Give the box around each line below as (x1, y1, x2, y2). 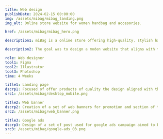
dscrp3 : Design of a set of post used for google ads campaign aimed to (5, 122, 155, 127)
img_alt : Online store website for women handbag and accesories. (5, 20, 142, 26)
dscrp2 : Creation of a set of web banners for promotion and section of (5, 105, 155, 109)
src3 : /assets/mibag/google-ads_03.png (5, 127, 86, 132)
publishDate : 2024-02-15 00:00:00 (5, 12, 75, 16)
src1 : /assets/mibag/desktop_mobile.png (5, 92, 88, 96)
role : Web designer (5, 56, 45, 61)
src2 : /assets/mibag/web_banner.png (5, 109, 79, 114)
